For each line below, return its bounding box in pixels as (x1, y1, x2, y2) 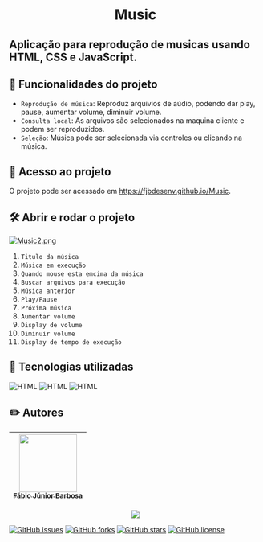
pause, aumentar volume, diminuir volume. (20, 107, 162, 117)
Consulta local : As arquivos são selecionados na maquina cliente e (20, 116, 245, 125)
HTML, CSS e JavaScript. (9, 50, 138, 64)
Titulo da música (20, 253, 79, 261)
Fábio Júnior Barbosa (13, 491, 83, 500)
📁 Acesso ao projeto (9, 165, 111, 179)
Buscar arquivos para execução (20, 279, 126, 287)
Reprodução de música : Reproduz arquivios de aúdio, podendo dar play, (20, 99, 256, 109)
